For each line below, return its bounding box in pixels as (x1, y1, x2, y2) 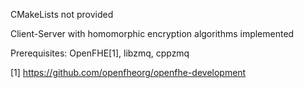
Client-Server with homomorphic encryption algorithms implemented (10, 28, 295, 39)
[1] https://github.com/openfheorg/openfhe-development (10, 67, 247, 78)
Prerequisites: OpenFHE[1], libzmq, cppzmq (10, 47, 190, 59)
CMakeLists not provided (10, 9, 114, 20)
